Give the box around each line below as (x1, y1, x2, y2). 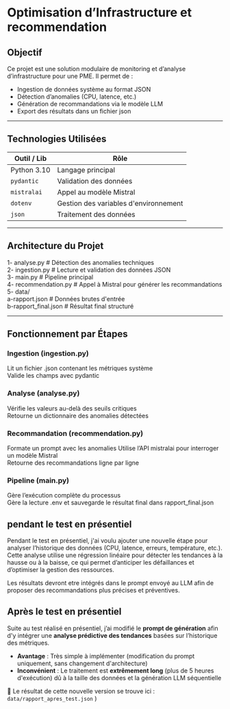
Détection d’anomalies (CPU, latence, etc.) (16, 92, 137, 101)
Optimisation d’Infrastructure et (7, 5, 192, 21)
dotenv (10, 199, 32, 207)
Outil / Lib (14, 153, 47, 163)
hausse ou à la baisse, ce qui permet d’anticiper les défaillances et (7, 558, 195, 567)
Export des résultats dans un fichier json (16, 107, 131, 115)
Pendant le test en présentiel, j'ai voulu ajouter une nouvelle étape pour (7, 537, 208, 545)
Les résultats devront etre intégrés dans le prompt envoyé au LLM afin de (7, 579, 214, 587)
